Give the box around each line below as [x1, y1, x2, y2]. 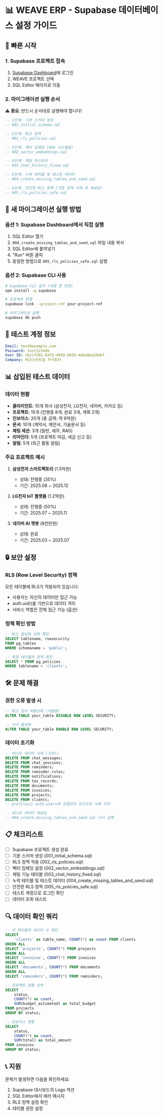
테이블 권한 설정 [12, 1105, 43, 1111]
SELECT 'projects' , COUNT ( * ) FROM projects [5, 946, 96, 951]
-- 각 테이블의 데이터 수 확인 [5, 928, 58, 933]
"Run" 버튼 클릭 [12, 252, 43, 258]
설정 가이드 [15, 20, 57, 31]
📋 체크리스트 [5, 830, 43, 839]
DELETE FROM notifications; [5, 774, 63, 779]
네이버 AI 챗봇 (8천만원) [12, 520, 58, 526]
